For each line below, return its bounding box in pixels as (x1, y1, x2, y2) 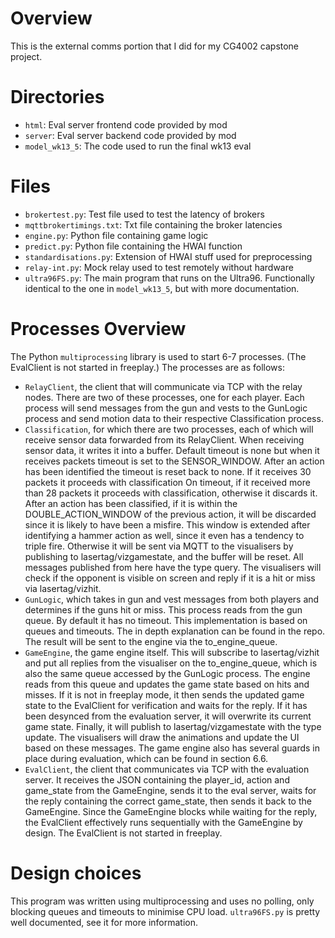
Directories (10, 86, 105, 109)
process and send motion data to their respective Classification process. (24, 412, 324, 424)
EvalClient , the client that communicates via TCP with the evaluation (24, 763, 310, 775)
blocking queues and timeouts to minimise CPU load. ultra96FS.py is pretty (10, 905, 321, 917)
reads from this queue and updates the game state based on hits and (24, 678, 310, 690)
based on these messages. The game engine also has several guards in (24, 742, 320, 754)
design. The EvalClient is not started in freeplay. (24, 827, 223, 839)
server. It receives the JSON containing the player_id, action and (24, 773, 290, 786)
